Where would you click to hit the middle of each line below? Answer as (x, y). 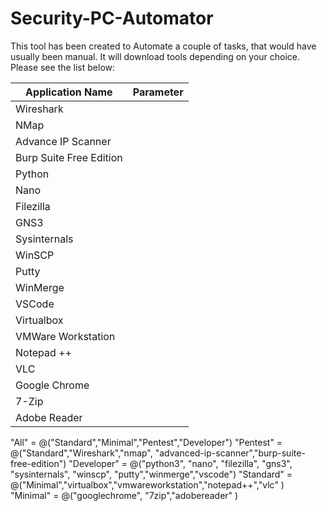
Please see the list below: (63, 67)
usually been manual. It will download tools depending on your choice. (155, 56)
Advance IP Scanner (63, 141)
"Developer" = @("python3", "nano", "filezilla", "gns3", (180, 463)
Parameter (158, 92)
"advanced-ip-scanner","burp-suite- (230, 453)
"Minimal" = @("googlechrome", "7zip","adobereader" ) (124, 495)
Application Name (69, 92)
